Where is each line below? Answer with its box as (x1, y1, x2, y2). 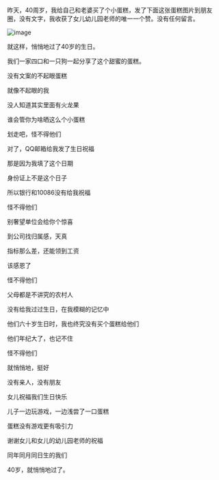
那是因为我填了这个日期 (7, 159, 73, 167)
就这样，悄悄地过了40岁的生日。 (7, 43, 99, 50)
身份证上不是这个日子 (7, 174, 67, 182)
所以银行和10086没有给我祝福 (7, 188, 91, 196)
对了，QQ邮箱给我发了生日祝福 (7, 145, 94, 152)
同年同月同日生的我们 (7, 451, 67, 459)
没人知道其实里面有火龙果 (7, 101, 79, 108)
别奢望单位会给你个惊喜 (7, 218, 73, 225)
